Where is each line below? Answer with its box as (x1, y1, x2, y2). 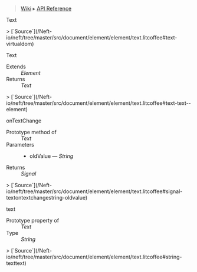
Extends (6, 63, 27, 70)
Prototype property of (6, 217, 60, 224)
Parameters (6, 141, 34, 148)
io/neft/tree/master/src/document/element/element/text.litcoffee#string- (6, 253, 182, 260)
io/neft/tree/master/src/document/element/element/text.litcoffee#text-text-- (6, 99, 192, 107)
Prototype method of (6, 129, 57, 135)
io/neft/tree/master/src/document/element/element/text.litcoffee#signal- (6, 188, 183, 195)
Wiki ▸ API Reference (20, 5, 72, 12)
